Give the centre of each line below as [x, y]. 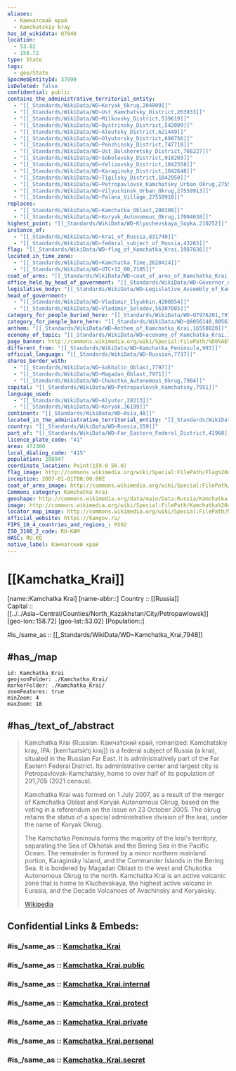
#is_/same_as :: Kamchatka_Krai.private [78, 1022]
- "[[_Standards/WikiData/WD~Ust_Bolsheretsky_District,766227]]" [113, 151]
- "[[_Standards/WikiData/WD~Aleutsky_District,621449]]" [100, 132]
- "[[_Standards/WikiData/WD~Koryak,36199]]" [81, 407]
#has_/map [32, 657]
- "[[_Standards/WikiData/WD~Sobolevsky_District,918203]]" [103, 158]
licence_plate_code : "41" [45, 440]
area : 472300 [26, 446]
